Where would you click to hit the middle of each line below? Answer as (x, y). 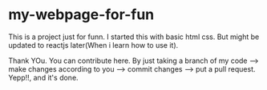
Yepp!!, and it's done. (43, 77)
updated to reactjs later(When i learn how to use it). (93, 45)
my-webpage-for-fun (81, 15)
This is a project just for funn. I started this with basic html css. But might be (134, 37)
